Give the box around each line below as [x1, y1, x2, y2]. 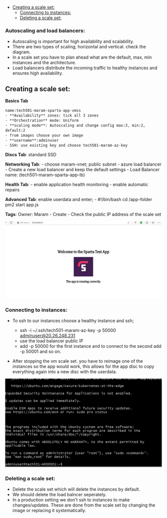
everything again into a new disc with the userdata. [12, 368, 117, 375]
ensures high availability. [12, 70, 63, 76]
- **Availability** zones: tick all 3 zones [5, 113, 99, 118]
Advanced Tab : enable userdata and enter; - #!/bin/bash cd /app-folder [5, 197, 153, 203]
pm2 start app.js [5, 202, 39, 208]
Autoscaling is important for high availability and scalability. [12, 38, 134, 44]
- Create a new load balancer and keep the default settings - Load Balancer [5, 167, 160, 173]
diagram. [12, 49, 31, 55]
